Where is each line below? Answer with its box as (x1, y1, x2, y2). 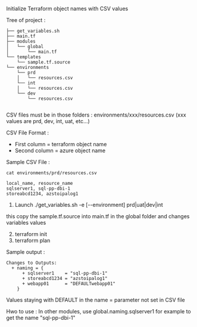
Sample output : (6, 249, 45, 255)
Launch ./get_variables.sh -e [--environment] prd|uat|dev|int (14, 202, 164, 208)
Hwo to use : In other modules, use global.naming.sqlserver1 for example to (6, 308, 192, 315)
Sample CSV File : (6, 159, 51, 165)
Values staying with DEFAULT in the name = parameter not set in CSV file (6, 297, 186, 303)
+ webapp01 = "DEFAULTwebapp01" (21, 281, 116, 287)
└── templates (6, 54, 42, 60)
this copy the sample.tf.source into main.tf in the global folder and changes (6, 213, 190, 219)
